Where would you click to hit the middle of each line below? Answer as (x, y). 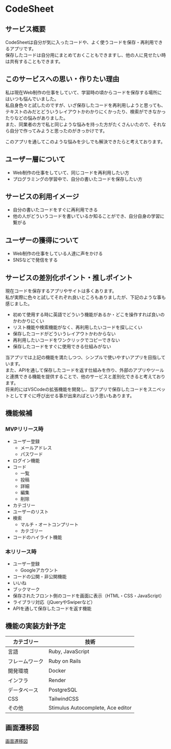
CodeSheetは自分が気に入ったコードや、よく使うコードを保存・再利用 (80, 42)
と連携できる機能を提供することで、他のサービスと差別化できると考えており (86, 377)
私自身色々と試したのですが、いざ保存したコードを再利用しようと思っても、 (86, 105)
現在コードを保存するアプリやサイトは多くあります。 (61, 291)
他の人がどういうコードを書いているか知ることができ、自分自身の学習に (89, 216)
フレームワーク (26, 661)
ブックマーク (26, 589)
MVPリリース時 (25, 429)
